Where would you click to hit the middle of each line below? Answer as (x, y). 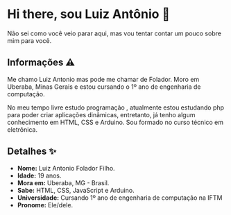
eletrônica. (23, 129)
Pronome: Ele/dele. (45, 205)
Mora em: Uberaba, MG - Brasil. (63, 182)
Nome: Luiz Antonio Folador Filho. (66, 168)
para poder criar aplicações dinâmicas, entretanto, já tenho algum (101, 114)
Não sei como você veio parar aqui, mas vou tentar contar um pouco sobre (114, 33)
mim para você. (29, 40)
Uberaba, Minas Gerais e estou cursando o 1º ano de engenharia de (104, 87)
